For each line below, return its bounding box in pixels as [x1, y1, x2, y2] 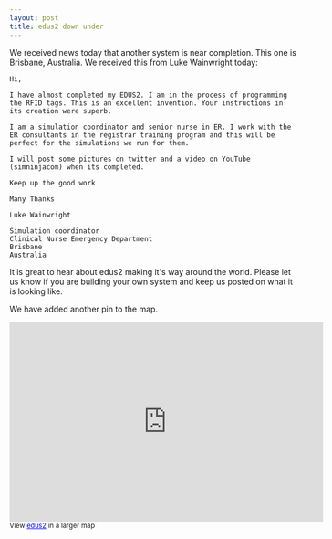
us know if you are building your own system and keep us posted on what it [9, 276, 294, 287]
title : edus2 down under [9, 22, 104, 31]
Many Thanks [9, 194, 55, 204]
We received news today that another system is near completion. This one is [9, 47, 296, 58]
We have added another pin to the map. [9, 303, 158, 314]
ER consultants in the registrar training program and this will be [9, 130, 275, 140]
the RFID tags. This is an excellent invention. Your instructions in [9, 98, 284, 108]
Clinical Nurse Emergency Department [9, 234, 153, 243]
